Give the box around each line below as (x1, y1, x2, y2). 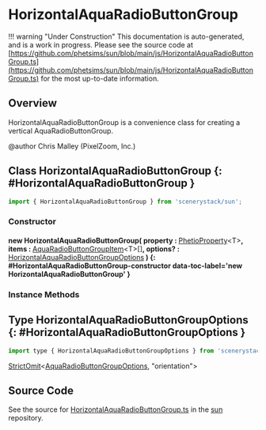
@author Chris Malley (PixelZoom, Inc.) (8, 141, 136, 151)
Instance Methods (8, 289, 80, 300)
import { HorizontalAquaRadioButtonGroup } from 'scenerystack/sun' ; (8, 198, 243, 206)
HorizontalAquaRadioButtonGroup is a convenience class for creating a (8, 117, 241, 127)
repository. (8, 413, 44, 423)
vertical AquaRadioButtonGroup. (8, 126, 113, 135)
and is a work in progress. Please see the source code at (8, 40, 194, 49)
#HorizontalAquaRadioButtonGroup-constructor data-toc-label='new (8, 261, 243, 270)
